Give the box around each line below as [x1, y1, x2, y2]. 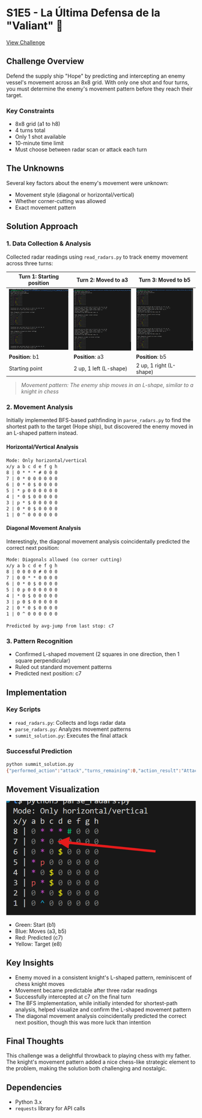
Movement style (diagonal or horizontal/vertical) [14, 191, 135, 198]
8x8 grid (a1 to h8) [14, 121, 61, 128]
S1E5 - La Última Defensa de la [6, 6, 161, 20]
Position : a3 [73, 353, 104, 361]
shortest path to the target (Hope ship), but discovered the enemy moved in [6, 423, 194, 431]
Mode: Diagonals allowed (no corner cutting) [6, 557, 122, 563]
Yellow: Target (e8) [14, 940, 62, 947]
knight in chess [20, 388, 59, 395]
